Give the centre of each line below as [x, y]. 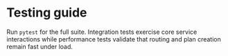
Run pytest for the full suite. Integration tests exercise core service [102, 32]
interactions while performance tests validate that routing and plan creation [114, 39]
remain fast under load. [40, 46]
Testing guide [47, 13]
